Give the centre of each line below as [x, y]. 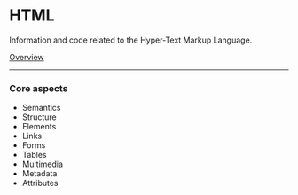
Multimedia [43, 164]
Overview [27, 57]
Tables [34, 155]
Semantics [41, 108]
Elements [39, 127]
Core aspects [39, 88]
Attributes [40, 183]
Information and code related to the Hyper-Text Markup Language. [131, 40]
